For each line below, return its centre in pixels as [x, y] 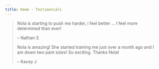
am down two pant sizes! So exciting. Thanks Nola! [68, 52]
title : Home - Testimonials [34, 9]
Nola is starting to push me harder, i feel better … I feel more [77, 23]
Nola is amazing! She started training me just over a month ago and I [85, 47]
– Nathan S [28, 38]
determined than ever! [39, 28]
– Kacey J [27, 61]
